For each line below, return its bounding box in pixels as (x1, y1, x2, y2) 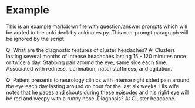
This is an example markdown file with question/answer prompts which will (6, 23, 188, 30)
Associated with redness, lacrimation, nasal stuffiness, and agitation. (6, 65, 172, 72)
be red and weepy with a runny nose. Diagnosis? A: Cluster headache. (6, 95, 176, 102)
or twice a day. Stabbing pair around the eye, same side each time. (6, 59, 168, 66)
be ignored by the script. (6, 35, 66, 42)
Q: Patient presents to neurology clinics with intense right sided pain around (6, 76, 190, 83)
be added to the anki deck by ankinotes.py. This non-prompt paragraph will (6, 29, 189, 36)
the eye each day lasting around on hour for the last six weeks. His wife (6, 82, 179, 89)
